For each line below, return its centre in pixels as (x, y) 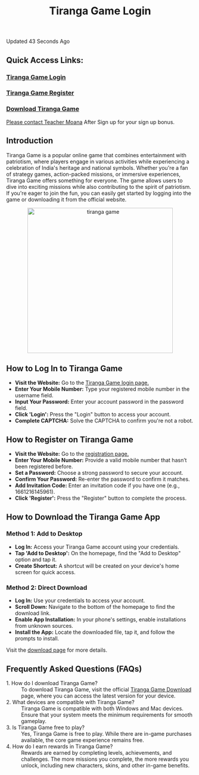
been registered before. (44, 466)
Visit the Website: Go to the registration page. (72, 454)
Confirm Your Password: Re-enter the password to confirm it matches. (102, 479)
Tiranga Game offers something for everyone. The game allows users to (94, 180)
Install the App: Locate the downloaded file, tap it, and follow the (95, 632)
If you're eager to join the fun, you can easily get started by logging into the (99, 193)
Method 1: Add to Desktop (44, 534)
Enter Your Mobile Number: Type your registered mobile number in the (102, 389)
